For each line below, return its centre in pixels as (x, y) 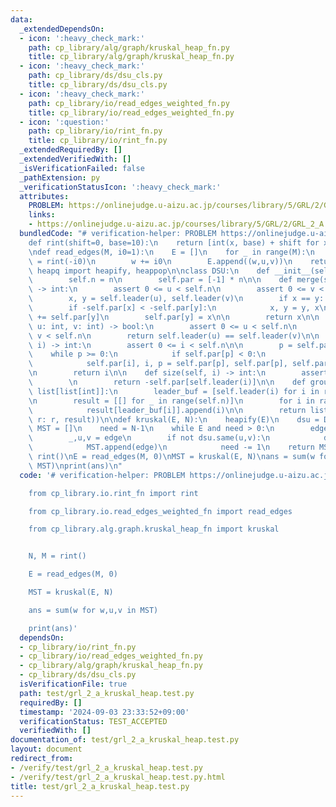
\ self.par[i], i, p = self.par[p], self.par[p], (158, 364)
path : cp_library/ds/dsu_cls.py (95, 76)
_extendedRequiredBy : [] (71, 150)
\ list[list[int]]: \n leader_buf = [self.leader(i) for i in (174, 391)
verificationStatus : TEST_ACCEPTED (93, 721)
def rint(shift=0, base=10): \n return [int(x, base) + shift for (174, 242)
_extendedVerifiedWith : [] (75, 159)
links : (42, 215)
